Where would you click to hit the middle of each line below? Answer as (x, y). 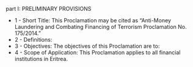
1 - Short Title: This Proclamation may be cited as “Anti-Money (93, 20)
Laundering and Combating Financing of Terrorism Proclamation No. (100, 27)
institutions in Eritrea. (41, 59)
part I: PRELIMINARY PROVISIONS (49, 9)
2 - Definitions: (33, 40)
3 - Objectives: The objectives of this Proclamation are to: (87, 46)
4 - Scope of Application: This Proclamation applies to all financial (97, 53)
